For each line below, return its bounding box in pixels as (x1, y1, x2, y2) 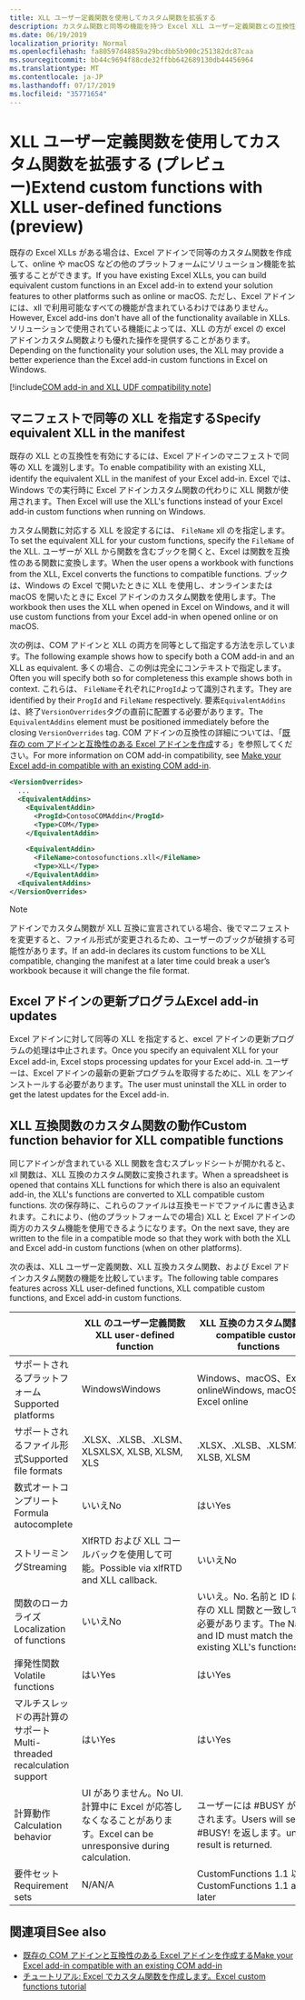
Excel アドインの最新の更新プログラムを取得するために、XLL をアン (33, 1067, 287, 1078)
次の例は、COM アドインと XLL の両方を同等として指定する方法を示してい (9, 640, 288, 651)
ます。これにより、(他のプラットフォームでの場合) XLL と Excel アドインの (16, 1211, 296, 1223)
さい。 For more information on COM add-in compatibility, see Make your (9, 750, 281, 761)
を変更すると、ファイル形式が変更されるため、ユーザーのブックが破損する (9, 934, 288, 945)
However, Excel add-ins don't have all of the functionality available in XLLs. (9, 313, 290, 324)
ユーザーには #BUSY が (196, 1799, 297, 1812)
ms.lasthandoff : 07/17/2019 (9, 81, 116, 90)
